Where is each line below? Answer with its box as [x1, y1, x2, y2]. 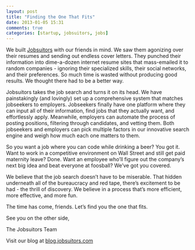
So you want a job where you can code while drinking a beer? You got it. [6, 144, 180, 151]
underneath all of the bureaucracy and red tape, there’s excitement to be [6, 179, 181, 187]
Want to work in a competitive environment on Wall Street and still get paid [6, 150, 186, 157]
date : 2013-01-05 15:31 [6, 19, 64, 25]
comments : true [6, 25, 43, 31]
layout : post [6, 8, 38, 15]
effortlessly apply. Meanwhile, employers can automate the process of [6, 113, 176, 120]
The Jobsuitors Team [6, 226, 57, 233]
